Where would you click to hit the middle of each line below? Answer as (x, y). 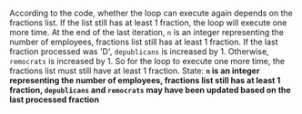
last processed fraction (55, 100)
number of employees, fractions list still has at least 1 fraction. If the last (144, 42)
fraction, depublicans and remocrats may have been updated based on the (150, 90)
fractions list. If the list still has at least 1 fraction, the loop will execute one (148, 23)
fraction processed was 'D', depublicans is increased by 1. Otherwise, (140, 52)
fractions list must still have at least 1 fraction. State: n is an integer (135, 71)
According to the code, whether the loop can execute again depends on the (151, 13)
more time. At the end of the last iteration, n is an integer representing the (147, 32)
